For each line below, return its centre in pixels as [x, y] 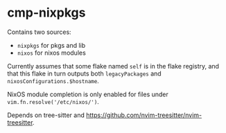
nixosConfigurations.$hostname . [53, 80]
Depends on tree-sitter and [46, 115]
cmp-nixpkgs [46, 13]
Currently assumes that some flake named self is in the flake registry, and [113, 66]
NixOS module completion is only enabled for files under [88, 94]
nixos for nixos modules [52, 53]
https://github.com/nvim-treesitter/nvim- [144, 115]
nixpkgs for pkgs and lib [51, 45]
